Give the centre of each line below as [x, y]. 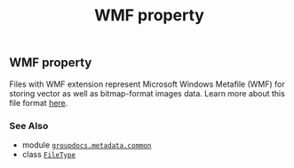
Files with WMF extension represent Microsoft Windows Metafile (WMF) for [147, 84]
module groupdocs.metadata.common [87, 145]
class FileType [49, 154]
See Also [29, 126]
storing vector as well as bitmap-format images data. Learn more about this [147, 93]
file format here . [39, 103]
